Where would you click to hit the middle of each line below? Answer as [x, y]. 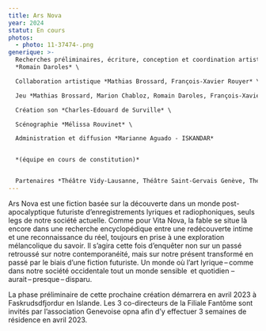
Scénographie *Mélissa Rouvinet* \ [74, 124]
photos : [21, 38]
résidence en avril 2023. [48, 320]
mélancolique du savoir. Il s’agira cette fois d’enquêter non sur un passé [125, 245]
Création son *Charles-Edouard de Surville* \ [93, 110]
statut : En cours [37, 30]
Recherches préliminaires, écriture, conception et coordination [125, 60]
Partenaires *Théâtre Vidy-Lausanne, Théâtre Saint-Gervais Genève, [131, 181]
